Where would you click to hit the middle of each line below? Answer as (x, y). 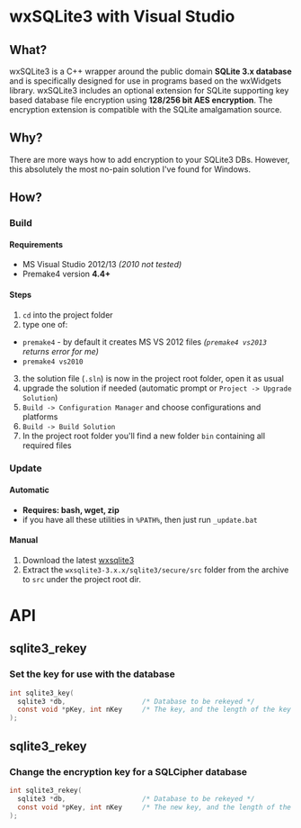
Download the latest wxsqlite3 (78, 560)
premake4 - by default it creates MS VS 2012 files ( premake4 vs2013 (145, 342)
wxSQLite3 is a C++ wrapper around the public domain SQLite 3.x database (150, 71)
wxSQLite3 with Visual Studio (122, 17)
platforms (40, 417)
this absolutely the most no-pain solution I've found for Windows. (130, 169)
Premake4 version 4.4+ (66, 274)
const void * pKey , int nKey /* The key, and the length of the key (155, 710)
